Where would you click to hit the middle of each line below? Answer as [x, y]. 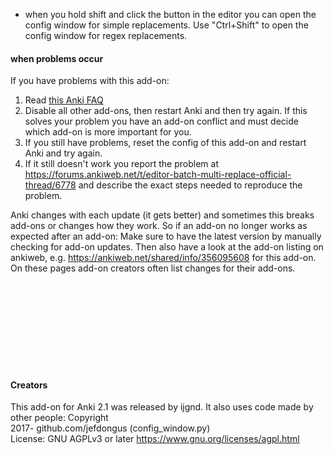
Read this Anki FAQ [64, 100]
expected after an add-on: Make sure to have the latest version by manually [166, 236]
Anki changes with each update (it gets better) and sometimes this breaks [162, 215]
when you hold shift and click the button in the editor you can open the [170, 14]
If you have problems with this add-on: [90, 81]
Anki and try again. [63, 153]
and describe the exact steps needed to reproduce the [190, 185]
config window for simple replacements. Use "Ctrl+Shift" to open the [166, 25]
